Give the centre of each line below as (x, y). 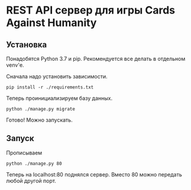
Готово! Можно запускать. (39, 120)
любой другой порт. (31, 181)
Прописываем (24, 153)
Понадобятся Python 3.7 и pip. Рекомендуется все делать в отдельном (96, 59)
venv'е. (15, 65)
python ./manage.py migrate (41, 109)
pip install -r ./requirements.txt (50, 87)
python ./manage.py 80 (34, 163)
